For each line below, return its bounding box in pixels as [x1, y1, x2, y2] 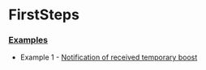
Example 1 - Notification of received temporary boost [19, 52, 198, 62]
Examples [8, 35, 49, 46]
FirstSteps [8, 6, 79, 24]
